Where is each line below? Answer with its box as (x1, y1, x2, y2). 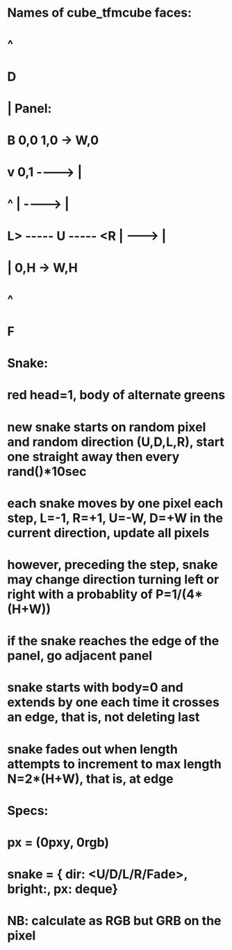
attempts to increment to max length (7, 756, 222, 772)
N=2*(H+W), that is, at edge (7, 771, 174, 786)
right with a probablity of (7, 586, 154, 602)
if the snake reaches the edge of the (7, 633, 219, 649)
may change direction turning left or (7, 572, 219, 587)
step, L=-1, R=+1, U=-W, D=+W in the (7, 510, 224, 526)
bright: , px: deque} (7, 881, 118, 897)
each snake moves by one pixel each (7, 495, 224, 511)
